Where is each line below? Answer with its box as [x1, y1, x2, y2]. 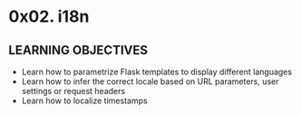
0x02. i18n [8, 6, 90, 27]
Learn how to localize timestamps [21, 95, 148, 106]
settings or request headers [21, 86, 126, 96]
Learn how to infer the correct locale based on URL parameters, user [21, 76, 279, 87]
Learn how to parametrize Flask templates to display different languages [21, 66, 292, 77]
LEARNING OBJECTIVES [8, 43, 149, 58]
